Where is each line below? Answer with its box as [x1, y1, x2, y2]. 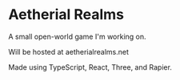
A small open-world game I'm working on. [8, 32, 146, 41]
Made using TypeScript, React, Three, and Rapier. [8, 62, 172, 72]
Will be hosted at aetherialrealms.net [8, 47, 130, 56]
